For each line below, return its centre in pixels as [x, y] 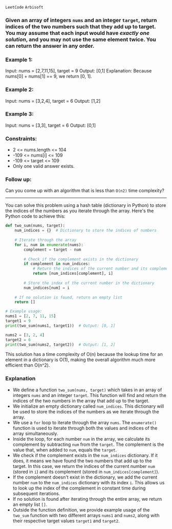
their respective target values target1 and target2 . [66, 521]
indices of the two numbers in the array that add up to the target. [81, 401]
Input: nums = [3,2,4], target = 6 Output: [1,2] [53, 101]
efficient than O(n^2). [28, 365]
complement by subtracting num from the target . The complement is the [88, 444]
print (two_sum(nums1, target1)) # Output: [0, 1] [60, 326]
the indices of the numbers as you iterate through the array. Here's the [80, 211]
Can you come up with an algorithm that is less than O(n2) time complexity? [85, 191]
